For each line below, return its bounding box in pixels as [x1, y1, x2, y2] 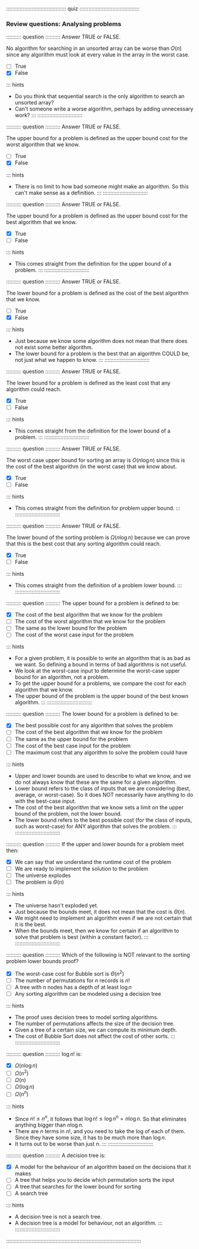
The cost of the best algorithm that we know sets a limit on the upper [14, 803, 184, 810]
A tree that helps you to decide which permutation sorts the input [14, 1177, 175, 1184]
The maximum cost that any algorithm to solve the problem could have [14, 749, 188, 756]
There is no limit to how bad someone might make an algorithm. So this [14, 182, 189, 190]
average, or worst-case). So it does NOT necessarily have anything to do [14, 791, 194, 798]
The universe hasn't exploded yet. [14, 901, 99, 909]
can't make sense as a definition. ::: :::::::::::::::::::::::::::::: [14, 189, 149, 196]
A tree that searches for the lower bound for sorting [14, 1183, 141, 1190]
